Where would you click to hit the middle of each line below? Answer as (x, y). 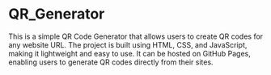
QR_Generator (57, 14)
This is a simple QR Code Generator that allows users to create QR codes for (136, 36)
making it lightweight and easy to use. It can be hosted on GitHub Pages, (129, 53)
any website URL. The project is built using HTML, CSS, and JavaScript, (128, 44)
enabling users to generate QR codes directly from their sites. (111, 62)
